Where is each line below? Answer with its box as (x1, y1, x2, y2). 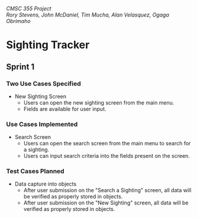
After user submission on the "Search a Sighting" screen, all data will (23, 187, 192, 194)
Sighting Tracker (6, 38, 90, 52)
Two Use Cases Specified (6, 79, 81, 87)
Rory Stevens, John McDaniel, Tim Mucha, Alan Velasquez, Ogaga (6, 11, 170, 18)
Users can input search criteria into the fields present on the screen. (23, 152, 190, 160)
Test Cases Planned (6, 167, 64, 175)
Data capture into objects (14, 180, 77, 188)
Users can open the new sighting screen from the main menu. (23, 99, 175, 106)
